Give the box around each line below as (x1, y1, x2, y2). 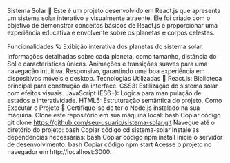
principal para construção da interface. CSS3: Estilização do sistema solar (7, 81, 218, 90)
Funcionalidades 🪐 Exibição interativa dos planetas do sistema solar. (7, 42, 204, 50)
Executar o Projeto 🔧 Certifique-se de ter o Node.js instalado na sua (7, 104, 200, 112)
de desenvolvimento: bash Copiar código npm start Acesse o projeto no (7, 140, 212, 148)
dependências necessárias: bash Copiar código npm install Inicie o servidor (7, 133, 223, 141)
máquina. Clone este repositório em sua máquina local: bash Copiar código (7, 111, 221, 119)
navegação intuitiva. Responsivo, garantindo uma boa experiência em (7, 67, 205, 75)
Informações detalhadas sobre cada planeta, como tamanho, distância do (7, 52, 217, 60)
